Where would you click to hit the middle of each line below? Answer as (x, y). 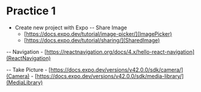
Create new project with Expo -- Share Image (71, 27)
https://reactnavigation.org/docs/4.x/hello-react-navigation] (120, 51)
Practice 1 (31, 11)
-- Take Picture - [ (28, 69)
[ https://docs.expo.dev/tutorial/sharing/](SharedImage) (92, 40)
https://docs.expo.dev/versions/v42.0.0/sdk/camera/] (117, 69)
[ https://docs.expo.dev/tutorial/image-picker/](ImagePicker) (98, 33)
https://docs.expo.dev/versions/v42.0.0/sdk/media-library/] (110, 76)
